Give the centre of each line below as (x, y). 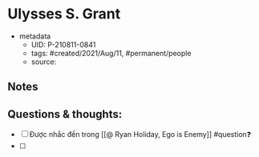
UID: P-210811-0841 (63, 44)
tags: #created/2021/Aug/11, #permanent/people (111, 53)
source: (44, 62)
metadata (35, 36)
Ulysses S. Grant (64, 14)
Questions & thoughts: (65, 114)
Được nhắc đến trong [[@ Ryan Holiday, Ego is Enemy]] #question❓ (140, 135)
